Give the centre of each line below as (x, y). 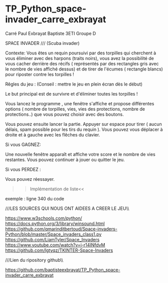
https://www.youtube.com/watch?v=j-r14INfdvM (55, 245)
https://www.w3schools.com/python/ (44, 218)
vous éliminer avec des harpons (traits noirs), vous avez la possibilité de (80, 58)
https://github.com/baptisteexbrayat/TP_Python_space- (63, 269)
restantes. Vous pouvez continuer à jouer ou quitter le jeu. (65, 160)
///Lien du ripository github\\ (34, 260)
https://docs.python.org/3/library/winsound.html (55, 223)
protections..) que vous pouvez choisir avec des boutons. (64, 114)
